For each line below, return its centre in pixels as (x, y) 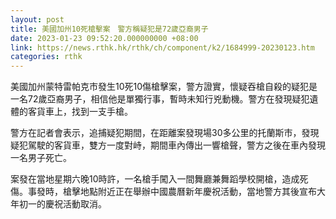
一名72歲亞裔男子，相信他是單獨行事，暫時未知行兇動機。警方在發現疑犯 (160, 99)
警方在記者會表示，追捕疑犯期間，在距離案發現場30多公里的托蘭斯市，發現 (165, 133)
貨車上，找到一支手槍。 (84, 112)
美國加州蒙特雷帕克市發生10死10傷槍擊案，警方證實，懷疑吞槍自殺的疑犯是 (164, 87)
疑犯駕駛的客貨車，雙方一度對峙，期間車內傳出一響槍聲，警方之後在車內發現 (168, 145)
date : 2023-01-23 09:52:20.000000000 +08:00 (104, 38)
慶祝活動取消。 (75, 204)
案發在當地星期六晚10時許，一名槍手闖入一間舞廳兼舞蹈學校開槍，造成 (155, 179)
